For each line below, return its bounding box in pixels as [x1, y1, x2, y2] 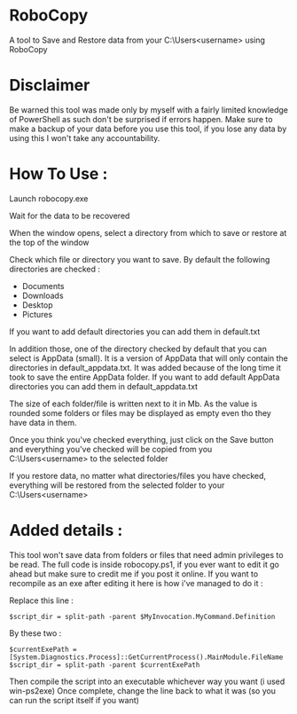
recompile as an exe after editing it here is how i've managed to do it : [9, 577, 263, 588]
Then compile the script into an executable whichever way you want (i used [9, 676, 285, 687]
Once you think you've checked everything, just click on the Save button [9, 434, 274, 444]
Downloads [21, 290, 64, 301]
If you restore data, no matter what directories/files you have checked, [9, 470, 267, 481]
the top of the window [9, 237, 90, 247]
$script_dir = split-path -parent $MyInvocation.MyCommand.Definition [9, 612, 276, 621]
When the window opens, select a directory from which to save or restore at [9, 227, 287, 238]
